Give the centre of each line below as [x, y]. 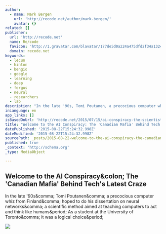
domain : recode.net [30, 51]
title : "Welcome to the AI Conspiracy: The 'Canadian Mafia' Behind [77, 124]
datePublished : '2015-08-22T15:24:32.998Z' [51, 129]
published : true [22, 143]
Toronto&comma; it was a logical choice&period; [54, 217]
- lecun [18, 60]
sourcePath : [17, 138]
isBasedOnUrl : [20, 120]
